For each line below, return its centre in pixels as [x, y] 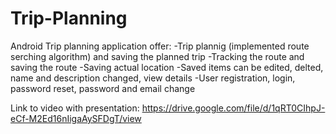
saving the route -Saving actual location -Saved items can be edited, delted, [167, 67]
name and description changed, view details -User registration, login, [153, 78]
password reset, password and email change [103, 88]
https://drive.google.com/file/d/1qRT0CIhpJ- [233, 108]
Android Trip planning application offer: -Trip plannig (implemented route [160, 46]
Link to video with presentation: [75, 108]
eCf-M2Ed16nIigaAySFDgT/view [76, 118]
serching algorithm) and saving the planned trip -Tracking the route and [157, 56]
